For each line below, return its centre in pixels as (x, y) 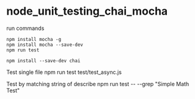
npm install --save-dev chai (43, 61)
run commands (25, 28)
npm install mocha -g (34, 39)
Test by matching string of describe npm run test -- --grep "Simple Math (98, 84)
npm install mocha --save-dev (45, 45)
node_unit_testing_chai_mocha (87, 11)
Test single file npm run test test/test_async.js (64, 72)
